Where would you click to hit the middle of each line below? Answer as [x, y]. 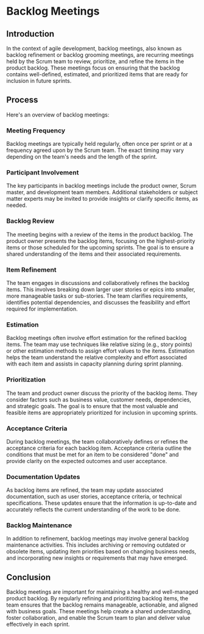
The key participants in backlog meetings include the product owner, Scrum [101, 186]
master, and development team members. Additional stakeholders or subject [102, 192]
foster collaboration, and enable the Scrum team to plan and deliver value [98, 618]
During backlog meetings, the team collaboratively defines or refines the [97, 441]
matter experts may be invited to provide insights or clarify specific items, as [102, 199]
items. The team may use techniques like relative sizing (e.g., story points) [100, 344]
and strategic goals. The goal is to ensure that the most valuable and [92, 406]
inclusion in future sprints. [39, 81]
